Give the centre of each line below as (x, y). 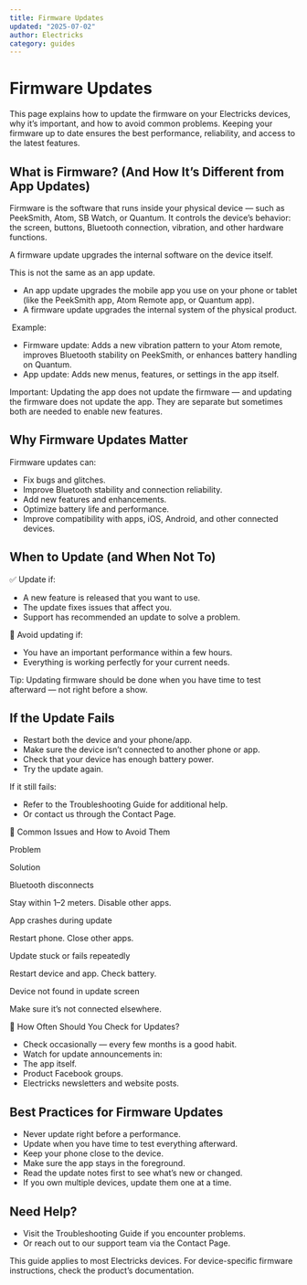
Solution (25, 867)
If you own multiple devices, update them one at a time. (127, 1183)
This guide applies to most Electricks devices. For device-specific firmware (151, 1261)
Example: (29, 327)
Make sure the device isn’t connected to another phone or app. (141, 749)
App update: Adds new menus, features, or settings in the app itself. (151, 374)
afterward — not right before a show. (79, 689)
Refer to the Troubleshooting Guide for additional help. (125, 804)
